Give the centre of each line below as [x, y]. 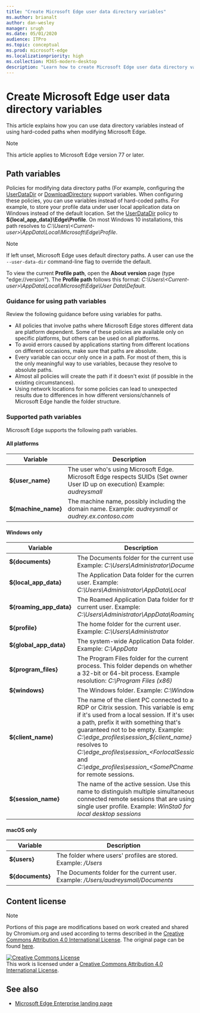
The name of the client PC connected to [133, 700]
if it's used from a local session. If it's [129, 715]
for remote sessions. [106, 774]
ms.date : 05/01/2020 [32, 34]
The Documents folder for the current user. [116, 873]
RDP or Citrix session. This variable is [129, 708]
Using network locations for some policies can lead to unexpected [96, 389]
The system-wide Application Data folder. [136, 642]
